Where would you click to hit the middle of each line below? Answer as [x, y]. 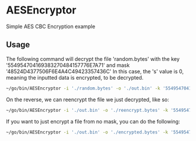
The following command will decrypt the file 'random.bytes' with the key [93, 59]
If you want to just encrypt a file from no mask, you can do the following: [93, 121]
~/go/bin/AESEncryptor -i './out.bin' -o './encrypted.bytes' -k [87, 132]
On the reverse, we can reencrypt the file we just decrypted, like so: [87, 99]
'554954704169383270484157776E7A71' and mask [68, 65]
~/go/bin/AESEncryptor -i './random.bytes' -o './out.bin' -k [83, 88]
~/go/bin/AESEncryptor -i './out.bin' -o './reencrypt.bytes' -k [87, 110]
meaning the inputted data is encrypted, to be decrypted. [75, 77]
